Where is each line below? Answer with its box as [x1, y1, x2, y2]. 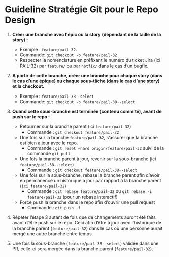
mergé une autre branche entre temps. [12, 230, 93, 237]
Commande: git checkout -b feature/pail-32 [19, 52, 117, 58]
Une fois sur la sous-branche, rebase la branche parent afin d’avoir [19, 172, 160, 178]
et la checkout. [12, 83, 45, 89]
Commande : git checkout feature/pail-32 [27, 128, 119, 135]
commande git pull [27, 150, 71, 156]
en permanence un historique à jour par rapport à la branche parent [19, 177, 161, 183]
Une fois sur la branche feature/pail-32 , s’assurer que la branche [19, 134, 158, 140]
